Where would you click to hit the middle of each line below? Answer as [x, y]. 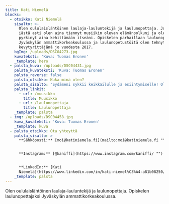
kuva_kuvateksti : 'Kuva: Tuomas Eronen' [57, 122]
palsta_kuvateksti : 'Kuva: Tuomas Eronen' [59, 71]
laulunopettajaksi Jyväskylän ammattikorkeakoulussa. [61, 196]
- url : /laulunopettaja [44, 103]
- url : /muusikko [37, 94]
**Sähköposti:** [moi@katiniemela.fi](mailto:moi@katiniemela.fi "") [93, 140]
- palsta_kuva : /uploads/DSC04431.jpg [51, 66]
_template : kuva [31, 126]
